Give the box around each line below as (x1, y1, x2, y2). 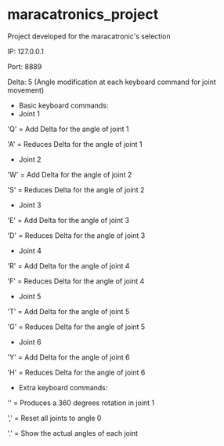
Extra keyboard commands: (18, 382, 108, 392)
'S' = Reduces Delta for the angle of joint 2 (7, 185, 145, 194)
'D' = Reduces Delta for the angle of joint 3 (7, 230, 146, 240)
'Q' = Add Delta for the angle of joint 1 (7, 124, 130, 133)
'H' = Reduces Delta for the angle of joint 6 (7, 367, 146, 377)
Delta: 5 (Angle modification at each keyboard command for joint (7, 77, 216, 86)
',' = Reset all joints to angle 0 (7, 413, 102, 422)
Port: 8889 (7, 61, 42, 71)
